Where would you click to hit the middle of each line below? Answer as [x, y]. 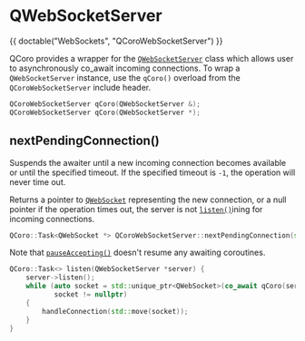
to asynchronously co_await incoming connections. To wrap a [125, 68]
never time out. [38, 181]
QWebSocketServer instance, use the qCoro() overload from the [125, 77]
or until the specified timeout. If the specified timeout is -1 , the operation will [152, 172]
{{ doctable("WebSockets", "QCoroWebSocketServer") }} [117, 41]
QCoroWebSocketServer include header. [80, 87]
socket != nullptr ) [91, 295]
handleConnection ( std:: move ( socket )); [115, 311]
